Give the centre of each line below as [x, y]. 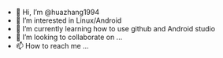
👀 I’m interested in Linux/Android [69, 20]
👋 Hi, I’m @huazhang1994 [58, 12]
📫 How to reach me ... [52, 46]
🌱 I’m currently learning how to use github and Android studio [115, 29]
